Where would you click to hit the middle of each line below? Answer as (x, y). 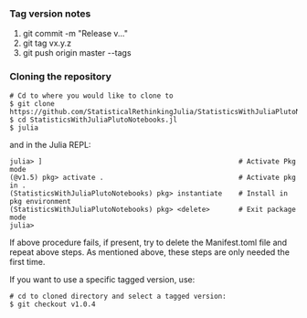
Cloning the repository (60, 77)
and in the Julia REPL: (50, 144)
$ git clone (32, 103)
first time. (27, 261)
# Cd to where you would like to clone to (91, 95)
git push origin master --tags (77, 53)
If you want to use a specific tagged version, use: (102, 279)
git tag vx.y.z (47, 43)
